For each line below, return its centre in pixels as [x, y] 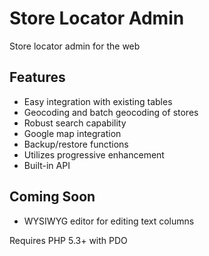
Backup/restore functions [76, 144]
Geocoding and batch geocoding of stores [111, 112]
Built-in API [47, 165]
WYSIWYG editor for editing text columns [109, 221]
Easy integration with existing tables [98, 101]
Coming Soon [52, 197]
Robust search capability [75, 123]
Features [37, 77]
